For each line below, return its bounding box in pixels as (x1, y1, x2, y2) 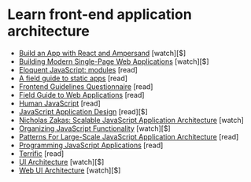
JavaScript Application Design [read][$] (18, 106, 149, 116)
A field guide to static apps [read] (18, 73, 127, 83)
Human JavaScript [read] (18, 98, 101, 108)
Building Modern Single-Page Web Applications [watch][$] (18, 57, 209, 66)
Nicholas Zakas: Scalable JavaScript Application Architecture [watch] (18, 115, 245, 124)
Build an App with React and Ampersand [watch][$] (18, 48, 186, 58)
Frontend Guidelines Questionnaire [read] (18, 81, 153, 91)
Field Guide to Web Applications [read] (18, 90, 145, 99)
